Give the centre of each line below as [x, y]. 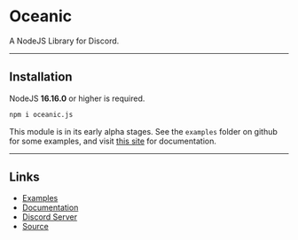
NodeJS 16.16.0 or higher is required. [77, 98]
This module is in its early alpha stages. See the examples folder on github [143, 131]
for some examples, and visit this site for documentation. [113, 141]
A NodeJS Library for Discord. [64, 41]
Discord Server [50, 217]
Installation [41, 77]
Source [35, 227]
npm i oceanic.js [41, 114]
